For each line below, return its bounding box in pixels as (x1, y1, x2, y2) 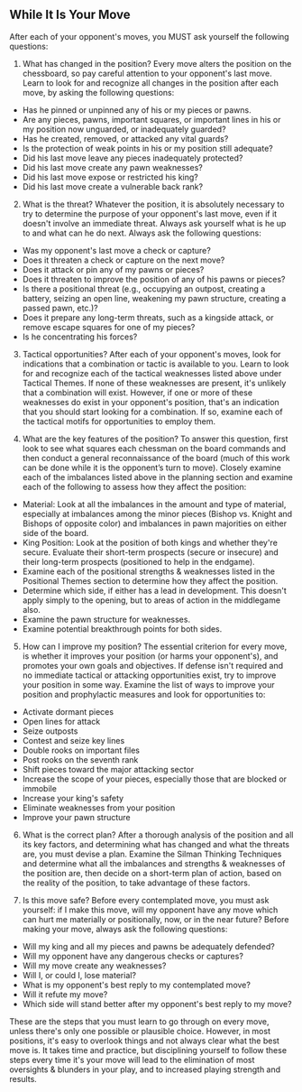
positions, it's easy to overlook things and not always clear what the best (9, 1035, 279, 1046)
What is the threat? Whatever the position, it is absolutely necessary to (22, 199, 285, 209)
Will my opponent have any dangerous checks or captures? (22, 950, 243, 961)
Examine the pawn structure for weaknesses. (22, 614, 191, 625)
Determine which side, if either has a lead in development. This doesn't (22, 585, 287, 596)
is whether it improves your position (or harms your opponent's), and (22, 650, 279, 662)
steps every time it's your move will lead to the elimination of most (9, 1054, 255, 1065)
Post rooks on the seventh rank (22, 754, 139, 765)
